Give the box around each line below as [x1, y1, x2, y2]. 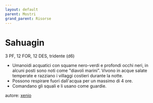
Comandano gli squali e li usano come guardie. [12, 83, 107, 89]
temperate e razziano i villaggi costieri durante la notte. [12, 73, 123, 79]
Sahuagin [5, 37, 45, 48]
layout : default [5, 7, 38, 12]
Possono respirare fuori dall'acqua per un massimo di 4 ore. [12, 78, 133, 84]
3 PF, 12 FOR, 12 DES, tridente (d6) [5, 53, 75, 59]
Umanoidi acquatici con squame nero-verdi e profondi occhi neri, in [12, 63, 149, 69]
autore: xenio [5, 93, 32, 99]
